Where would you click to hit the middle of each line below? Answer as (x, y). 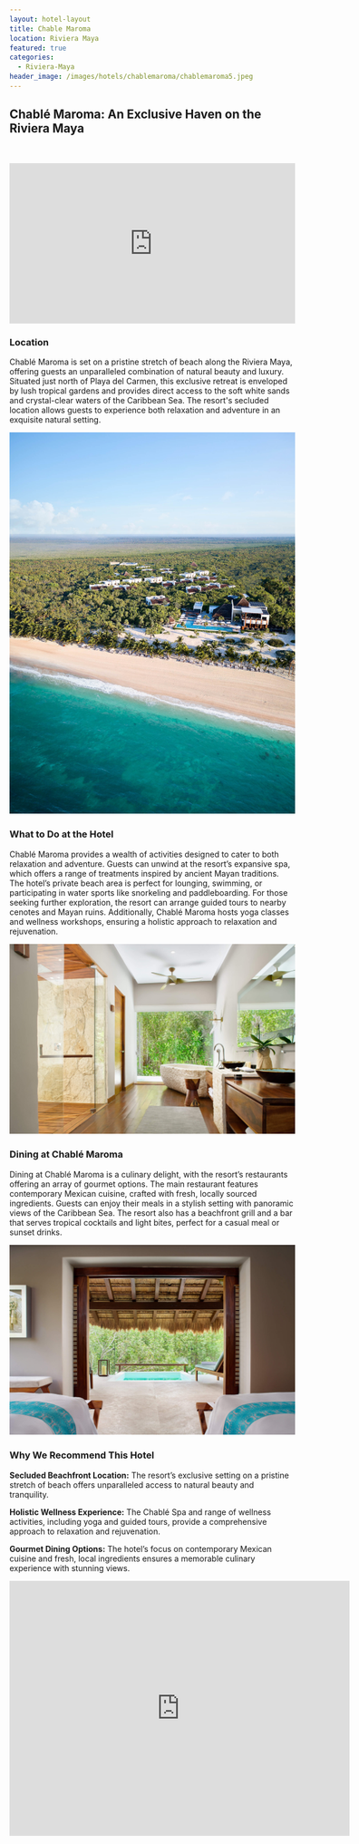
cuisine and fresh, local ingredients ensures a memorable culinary (132, 1558)
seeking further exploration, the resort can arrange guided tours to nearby (148, 902)
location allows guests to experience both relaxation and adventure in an (145, 410)
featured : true (38, 48)
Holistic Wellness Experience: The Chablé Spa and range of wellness (141, 1512)
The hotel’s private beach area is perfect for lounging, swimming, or (136, 883)
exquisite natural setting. (55, 420)
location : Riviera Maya (54, 38)
